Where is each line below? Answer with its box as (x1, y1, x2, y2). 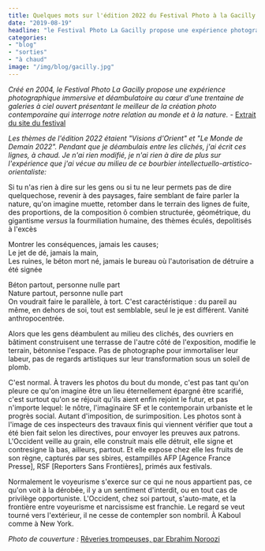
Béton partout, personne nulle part (8, 279, 121, 289)
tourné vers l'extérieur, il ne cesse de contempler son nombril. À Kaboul (8, 510, 241, 519)
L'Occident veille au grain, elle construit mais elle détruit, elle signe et (8, 436, 233, 446)
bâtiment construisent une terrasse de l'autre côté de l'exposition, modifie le (8, 337, 256, 347)
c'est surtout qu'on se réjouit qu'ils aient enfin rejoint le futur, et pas (8, 394, 229, 403)
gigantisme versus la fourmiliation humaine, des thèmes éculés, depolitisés (8, 216, 252, 225)
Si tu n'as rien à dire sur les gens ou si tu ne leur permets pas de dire (8, 182, 232, 192)
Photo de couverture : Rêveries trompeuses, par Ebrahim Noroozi (8, 534, 221, 543)
